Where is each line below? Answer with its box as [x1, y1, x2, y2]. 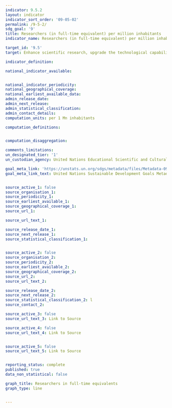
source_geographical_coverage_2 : [5, 269, 77, 274]
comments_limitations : [5, 148, 54, 153]
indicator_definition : [5, 59, 54, 64]
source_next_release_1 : [5, 232, 56, 237]
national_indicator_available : [5, 69, 72, 74]
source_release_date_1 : [5, 227, 56, 232]
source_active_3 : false [5, 311, 56, 316]
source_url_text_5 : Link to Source [5, 349, 81, 354]
